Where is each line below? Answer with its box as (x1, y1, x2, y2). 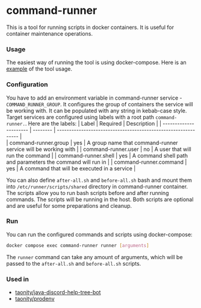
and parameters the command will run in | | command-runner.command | (6, 158, 187, 165)
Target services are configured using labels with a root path (6, 113, 155, 121)
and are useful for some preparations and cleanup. (6, 202, 132, 209)
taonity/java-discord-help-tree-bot (14, 289, 101, 296)
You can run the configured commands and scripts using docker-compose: (6, 231, 193, 238)
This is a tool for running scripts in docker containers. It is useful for (6, 24, 175, 31)
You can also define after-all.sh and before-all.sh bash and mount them (6, 176, 193, 184)
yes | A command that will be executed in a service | (6, 164, 136, 172)
